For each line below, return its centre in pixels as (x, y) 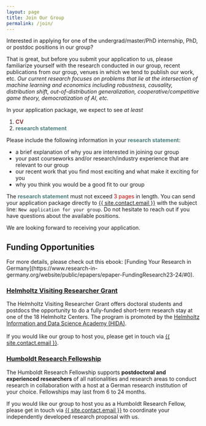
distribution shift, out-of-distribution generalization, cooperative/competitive (103, 92)
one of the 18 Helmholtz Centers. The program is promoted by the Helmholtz (103, 317)
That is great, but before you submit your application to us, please (90, 59)
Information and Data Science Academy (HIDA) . (67, 323)
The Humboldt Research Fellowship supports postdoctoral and (86, 372)
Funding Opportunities (51, 247)
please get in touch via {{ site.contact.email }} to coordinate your (88, 410)
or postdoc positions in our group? (50, 47)
